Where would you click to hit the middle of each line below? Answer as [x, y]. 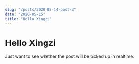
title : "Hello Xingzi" [28, 19]
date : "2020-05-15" [25, 14]
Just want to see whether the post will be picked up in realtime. [70, 56]
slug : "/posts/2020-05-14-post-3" [41, 10]
